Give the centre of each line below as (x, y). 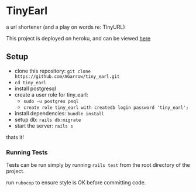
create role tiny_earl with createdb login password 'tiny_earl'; (106, 107)
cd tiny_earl (30, 83)
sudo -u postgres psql (51, 101)
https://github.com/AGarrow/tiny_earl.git (67, 76)
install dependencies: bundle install (59, 113)
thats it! (15, 137)
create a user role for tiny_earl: (51, 94)
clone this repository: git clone (53, 71)
